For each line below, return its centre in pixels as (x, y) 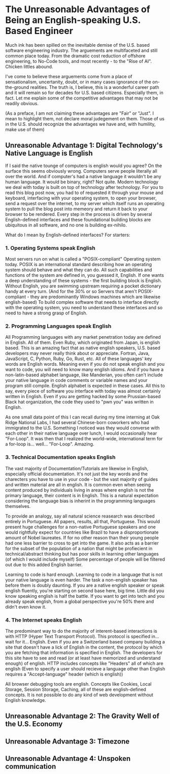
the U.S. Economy (34, 724)
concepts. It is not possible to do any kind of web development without (79, 695)
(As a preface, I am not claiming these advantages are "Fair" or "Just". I (79, 113)
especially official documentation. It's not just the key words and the (77, 474)
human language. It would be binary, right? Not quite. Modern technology (82, 182)
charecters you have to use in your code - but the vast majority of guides (82, 479)
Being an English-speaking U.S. (73, 20)
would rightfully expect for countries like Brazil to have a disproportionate (82, 532)
